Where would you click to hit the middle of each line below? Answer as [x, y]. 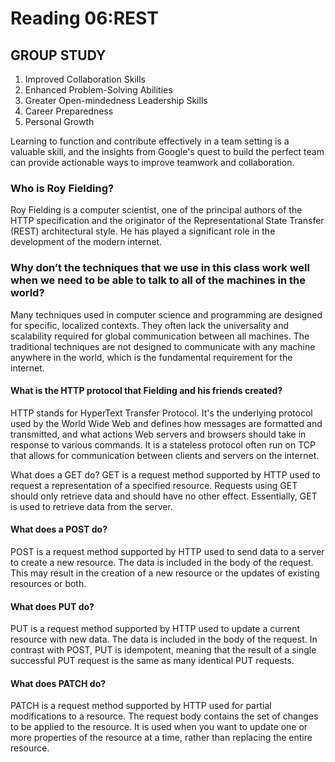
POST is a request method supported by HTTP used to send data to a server [167, 551]
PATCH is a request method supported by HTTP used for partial [141, 706]
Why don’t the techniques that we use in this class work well [160, 268]
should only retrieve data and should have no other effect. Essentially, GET [164, 496]
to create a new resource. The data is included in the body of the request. [162, 562]
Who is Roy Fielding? [62, 188]
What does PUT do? [52, 606]
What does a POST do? [59, 529]
